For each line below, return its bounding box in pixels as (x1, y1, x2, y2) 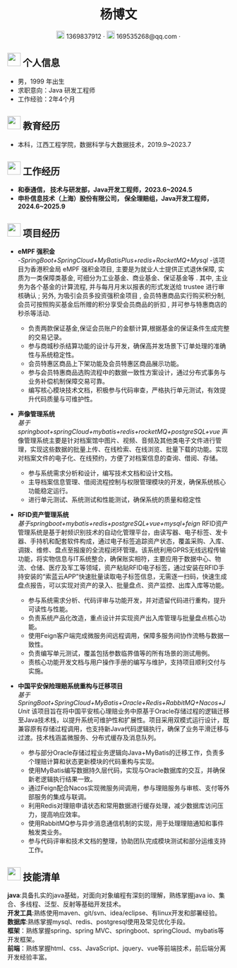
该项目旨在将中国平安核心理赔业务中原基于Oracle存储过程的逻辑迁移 (31, 707, 230, 716)
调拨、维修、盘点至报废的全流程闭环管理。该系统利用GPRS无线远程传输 (17, 545, 226, 555)
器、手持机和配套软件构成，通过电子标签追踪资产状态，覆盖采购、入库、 (17, 537, 228, 545)
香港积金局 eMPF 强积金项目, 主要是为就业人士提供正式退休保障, (30, 265, 217, 273)
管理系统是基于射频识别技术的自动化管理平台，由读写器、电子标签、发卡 (17, 528, 228, 537)
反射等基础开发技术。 (62, 900, 125, 908)
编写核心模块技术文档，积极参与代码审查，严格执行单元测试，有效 (28, 386, 220, 394)
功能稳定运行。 (28, 487, 72, 495)
